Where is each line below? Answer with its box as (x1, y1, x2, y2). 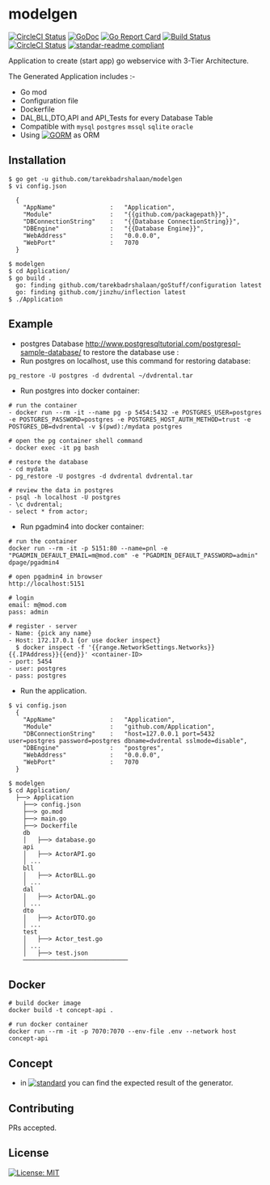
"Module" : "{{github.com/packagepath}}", (23, 210, 230, 218)
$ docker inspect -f (15, 643, 85, 652)
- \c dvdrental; (8, 500, 63, 508)
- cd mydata (8, 465, 49, 473)
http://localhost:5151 (8, 580, 85, 588)
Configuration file (19, 95, 78, 105)
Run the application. (19, 685, 87, 695)
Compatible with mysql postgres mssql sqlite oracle (19, 121, 194, 131)
